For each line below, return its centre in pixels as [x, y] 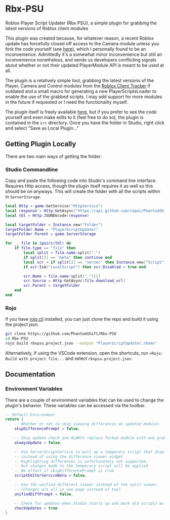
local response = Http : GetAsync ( [40, 211]
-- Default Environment [30, 415]
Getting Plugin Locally [41, 144]
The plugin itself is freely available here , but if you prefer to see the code [81, 112]
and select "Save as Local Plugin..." [42, 128]
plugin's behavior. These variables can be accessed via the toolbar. [75, 405]
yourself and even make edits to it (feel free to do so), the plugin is [74, 117]
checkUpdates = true [36, 508]
